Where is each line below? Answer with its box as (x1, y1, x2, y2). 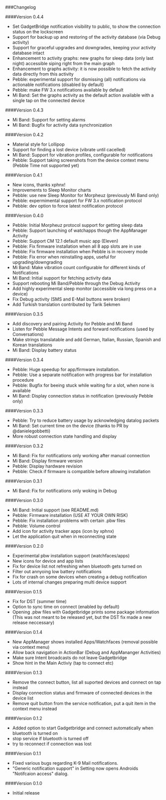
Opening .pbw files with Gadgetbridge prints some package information (12, 609, 160, 615)
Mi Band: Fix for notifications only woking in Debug (12, 488, 117, 494)
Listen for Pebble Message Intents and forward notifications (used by (12, 326, 155, 332)
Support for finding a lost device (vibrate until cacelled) (12, 147, 126, 152)
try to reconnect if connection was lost (12, 741, 92, 747)
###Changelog (5, 4, 36, 10)
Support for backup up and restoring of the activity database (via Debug (12, 34, 161, 40)
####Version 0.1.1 (5, 751, 41, 756)
